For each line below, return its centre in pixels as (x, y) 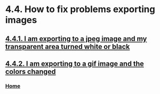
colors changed (30, 72)
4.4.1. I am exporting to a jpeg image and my (76, 39)
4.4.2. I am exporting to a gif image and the (75, 63)
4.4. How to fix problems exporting (80, 9)
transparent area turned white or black (68, 46)
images (21, 20)
